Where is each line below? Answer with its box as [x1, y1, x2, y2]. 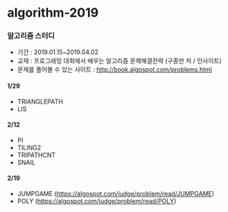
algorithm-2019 [7, 5, 99, 21]
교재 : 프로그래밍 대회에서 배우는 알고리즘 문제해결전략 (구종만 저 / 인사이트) [17, 57, 222, 65]
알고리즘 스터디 [7, 31, 55, 41]
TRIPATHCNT [17, 151, 56, 159]
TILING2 [17, 143, 42, 152]
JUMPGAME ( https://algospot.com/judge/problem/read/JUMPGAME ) [17, 190, 215, 198]
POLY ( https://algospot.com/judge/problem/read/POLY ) [17, 197, 177, 206]
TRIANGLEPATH [17, 97, 64, 106]
